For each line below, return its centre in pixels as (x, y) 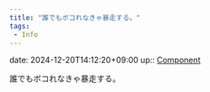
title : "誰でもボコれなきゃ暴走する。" (75, 18)
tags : (19, 26)
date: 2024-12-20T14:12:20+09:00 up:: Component (105, 60)
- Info (26, 34)
